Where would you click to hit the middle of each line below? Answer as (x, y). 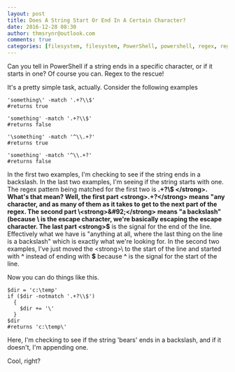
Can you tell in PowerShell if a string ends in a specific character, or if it (110, 66)
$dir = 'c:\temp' (33, 290)
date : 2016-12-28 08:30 (42, 27)
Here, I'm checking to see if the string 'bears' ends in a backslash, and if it (114, 340)
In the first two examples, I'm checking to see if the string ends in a (104, 174)
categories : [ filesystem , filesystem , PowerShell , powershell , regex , (112, 46)
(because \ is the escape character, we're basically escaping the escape (115, 219)
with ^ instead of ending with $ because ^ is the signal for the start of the (112, 256)
